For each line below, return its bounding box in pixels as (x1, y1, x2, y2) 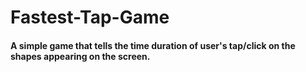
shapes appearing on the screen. (10, 50, 151, 62)
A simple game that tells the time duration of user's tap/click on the (10, 39, 296, 51)
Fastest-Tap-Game (10, 6, 170, 29)
